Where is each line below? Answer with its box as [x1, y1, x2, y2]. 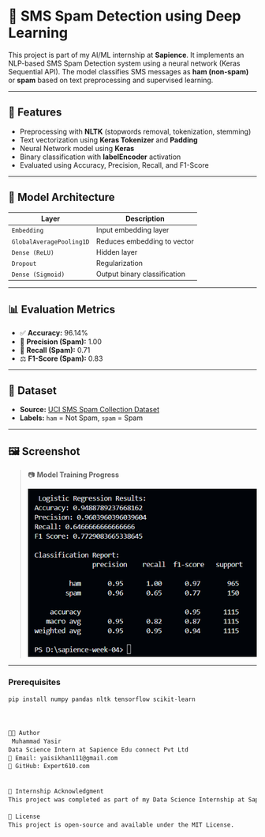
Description [125, 214, 166, 224]
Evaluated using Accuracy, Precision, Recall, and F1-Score [19, 160, 209, 169]
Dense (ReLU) [11, 248, 54, 256]
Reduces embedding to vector [95, 237, 195, 246]
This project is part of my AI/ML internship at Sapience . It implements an [8, 50, 244, 59]
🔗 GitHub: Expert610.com [8, 763, 90, 771]
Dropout [11, 260, 37, 268]
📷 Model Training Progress [27, 470, 120, 479]
